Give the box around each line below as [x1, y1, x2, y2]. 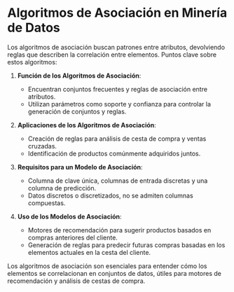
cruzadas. [27, 141, 57, 150]
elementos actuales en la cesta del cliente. [27, 248, 151, 256]
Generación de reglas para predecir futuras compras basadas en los [27, 240, 226, 249]
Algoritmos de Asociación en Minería [7, 5, 228, 21]
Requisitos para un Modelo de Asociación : [17, 162, 143, 171]
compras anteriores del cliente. [27, 233, 118, 242]
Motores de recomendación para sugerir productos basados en [27, 225, 212, 234]
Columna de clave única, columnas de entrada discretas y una [27, 176, 208, 185]
